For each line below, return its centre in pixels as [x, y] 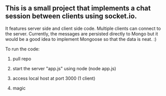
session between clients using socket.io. [71, 16]
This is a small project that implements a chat [78, 8]
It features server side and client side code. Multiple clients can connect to [83, 28]
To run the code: [23, 49]
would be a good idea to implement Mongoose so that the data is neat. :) [81, 39]
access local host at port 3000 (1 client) [54, 78]
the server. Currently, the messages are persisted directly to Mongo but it [82, 34]
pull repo [22, 59]
